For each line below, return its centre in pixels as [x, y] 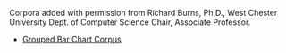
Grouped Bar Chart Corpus [72, 39]
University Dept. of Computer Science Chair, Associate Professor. [130, 22]
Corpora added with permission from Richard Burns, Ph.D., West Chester [143, 13]
